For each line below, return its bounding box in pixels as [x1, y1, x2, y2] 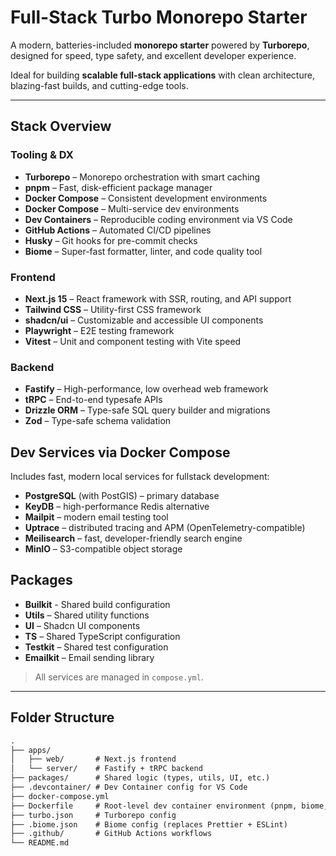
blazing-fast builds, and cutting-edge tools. [10, 79, 189, 91]
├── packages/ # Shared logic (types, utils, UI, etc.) [10, 773, 271, 783]
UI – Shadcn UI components [24, 619, 141, 631]
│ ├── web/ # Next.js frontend [10, 754, 177, 765]
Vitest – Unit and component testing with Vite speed [24, 335, 242, 347]
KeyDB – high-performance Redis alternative [24, 501, 210, 513]
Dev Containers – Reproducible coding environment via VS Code [24, 213, 293, 225]
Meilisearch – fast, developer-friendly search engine [24, 532, 243, 545]
